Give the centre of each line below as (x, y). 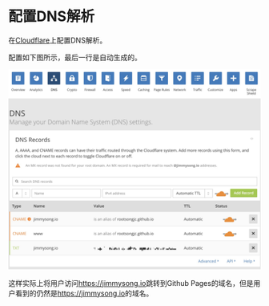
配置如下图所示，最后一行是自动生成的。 (75, 57)
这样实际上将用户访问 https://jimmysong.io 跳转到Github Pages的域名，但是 (131, 283)
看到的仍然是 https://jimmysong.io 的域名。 (84, 293)
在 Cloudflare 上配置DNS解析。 (58, 40)
